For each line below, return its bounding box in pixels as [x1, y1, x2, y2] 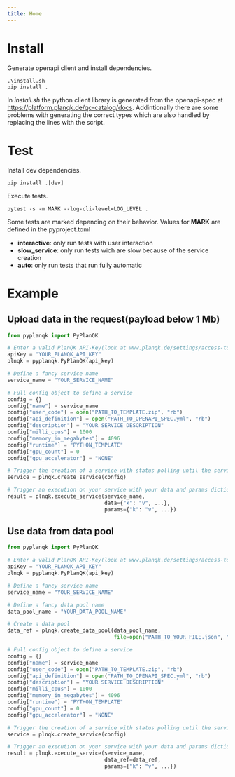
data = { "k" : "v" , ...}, [104, 499, 171, 506]
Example [7, 285, 59, 302]
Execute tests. [7, 191, 48, 200]
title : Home [7, 10, 42, 18]
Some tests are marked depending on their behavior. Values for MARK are [7, 217, 221, 226]
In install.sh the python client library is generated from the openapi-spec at [7, 95, 223, 104]
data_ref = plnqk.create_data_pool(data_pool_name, [7, 627, 161, 635]
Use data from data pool [7, 525, 114, 537]
